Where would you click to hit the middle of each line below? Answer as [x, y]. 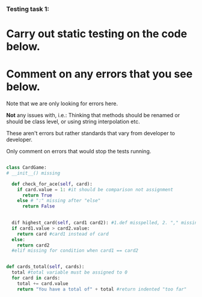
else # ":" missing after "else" [59, 201]
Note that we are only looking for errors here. [62, 103]
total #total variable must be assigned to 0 [70, 272]
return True [37, 195]
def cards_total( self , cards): [45, 267]
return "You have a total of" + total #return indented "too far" [102, 289]
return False [38, 206]
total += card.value [43, 283]
